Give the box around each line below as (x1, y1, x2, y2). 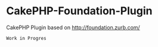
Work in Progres (6, 35, 47, 41)
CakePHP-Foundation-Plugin (6, 4, 153, 18)
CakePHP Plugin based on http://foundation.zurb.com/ (6, 24, 140, 31)
